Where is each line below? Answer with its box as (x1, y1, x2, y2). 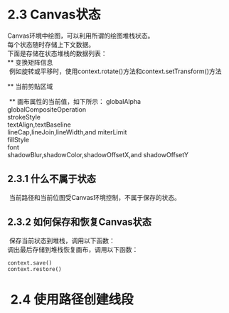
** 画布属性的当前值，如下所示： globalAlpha (9, 97, 141, 105)
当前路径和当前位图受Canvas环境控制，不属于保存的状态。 (9, 193, 181, 201)
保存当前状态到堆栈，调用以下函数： (9, 236, 115, 245)
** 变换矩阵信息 (7, 58, 53, 66)
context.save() (7, 259, 53, 267)
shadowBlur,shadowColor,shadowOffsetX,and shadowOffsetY (7, 150, 189, 159)
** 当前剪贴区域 (7, 82, 53, 90)
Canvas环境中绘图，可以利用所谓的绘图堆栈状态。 (7, 31, 154, 40)
